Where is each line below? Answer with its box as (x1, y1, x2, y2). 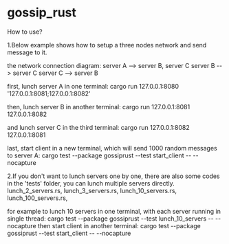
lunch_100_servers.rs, (7, 194, 68, 202)
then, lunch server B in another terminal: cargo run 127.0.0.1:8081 (7, 102, 190, 111)
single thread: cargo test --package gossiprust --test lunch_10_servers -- (7, 214, 215, 223)
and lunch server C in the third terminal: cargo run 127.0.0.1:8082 (7, 123, 190, 131)
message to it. (7, 48, 47, 56)
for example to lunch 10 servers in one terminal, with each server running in (7, 207, 221, 215)
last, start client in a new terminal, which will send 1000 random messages (7, 144, 218, 152)
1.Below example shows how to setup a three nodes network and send (7, 41, 207, 49)
